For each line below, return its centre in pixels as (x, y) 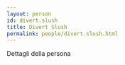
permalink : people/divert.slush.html (62, 34)
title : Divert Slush (37, 27)
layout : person (29, 14)
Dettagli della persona (39, 54)
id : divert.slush (32, 20)
